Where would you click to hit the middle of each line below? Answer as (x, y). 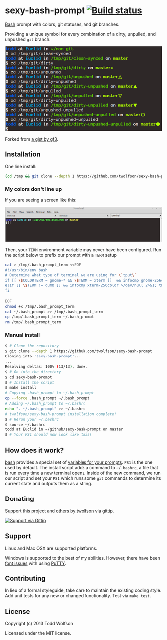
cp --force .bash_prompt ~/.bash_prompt (48, 398)
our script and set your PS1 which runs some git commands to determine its (83, 478)
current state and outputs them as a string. (49, 483)
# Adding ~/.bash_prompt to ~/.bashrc (45, 404)
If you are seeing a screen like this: (41, 200)
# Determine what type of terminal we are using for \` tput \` (71, 275)
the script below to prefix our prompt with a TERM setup (61, 255)
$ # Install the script (30, 382)
